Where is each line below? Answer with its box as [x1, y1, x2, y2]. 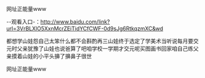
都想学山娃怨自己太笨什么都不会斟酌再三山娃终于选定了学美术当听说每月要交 [6, 37, 199, 44]
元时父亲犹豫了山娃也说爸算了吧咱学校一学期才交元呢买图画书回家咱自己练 [6, 45, 193, 52]
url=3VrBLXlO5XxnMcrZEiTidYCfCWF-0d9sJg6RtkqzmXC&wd [6, 25, 164, 32]
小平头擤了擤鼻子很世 [38, 53, 92, 59]
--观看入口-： [6, 18, 41, 25]
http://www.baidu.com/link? [40, 18, 110, 25]
